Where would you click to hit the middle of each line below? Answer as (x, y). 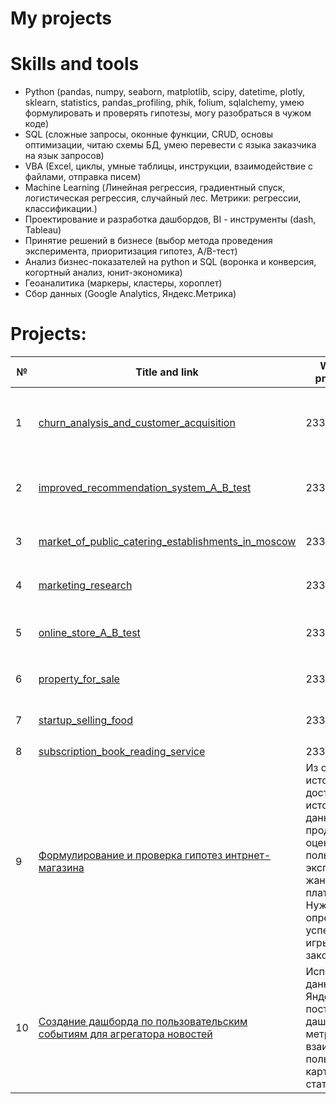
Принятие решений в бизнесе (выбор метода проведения (148, 241)
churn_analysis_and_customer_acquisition (137, 423)
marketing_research (85, 585)
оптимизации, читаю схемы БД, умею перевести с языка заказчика (170, 145)
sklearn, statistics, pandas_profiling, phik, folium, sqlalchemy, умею (164, 103)
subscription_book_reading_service (122, 752)
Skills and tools (75, 64)
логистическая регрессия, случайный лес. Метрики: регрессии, (163, 198)
